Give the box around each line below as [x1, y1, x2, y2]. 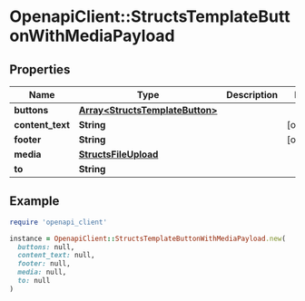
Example [9, 193, 60, 209]
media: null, [17, 267, 67, 277]
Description [226, 89, 279, 101]
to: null [17, 277, 51, 286]
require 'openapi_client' [9, 218, 107, 227]
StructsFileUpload [78, 148, 159, 160]
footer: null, [17, 259, 71, 268]
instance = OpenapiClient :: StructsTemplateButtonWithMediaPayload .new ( [9, 234, 286, 243]
